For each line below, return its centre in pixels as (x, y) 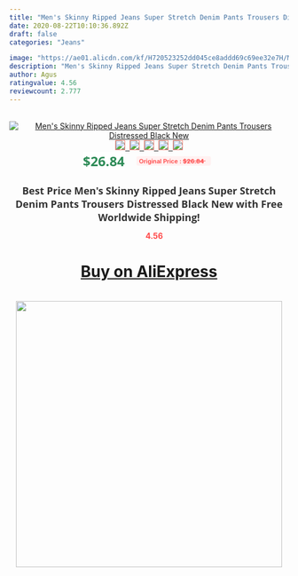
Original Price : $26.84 (172, 161)
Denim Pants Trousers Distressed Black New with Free (149, 204)
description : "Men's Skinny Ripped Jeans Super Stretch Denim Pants (138, 67)
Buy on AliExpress (149, 272)
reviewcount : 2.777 (45, 91)
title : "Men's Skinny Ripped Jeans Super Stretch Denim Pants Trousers (144, 17)
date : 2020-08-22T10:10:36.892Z (69, 26)
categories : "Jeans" (47, 42)
